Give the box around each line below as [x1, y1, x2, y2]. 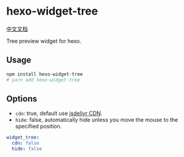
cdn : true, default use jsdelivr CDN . [15, 110, 102, 117]
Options [6, 93, 38, 104]
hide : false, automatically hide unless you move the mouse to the [15, 116, 179, 124]
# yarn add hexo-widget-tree [6, 77, 80, 83]
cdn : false [12, 140, 40, 147]
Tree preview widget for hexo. [6, 37, 82, 44]
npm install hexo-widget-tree [6, 71, 83, 77]
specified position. [15, 123, 62, 130]
